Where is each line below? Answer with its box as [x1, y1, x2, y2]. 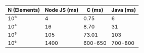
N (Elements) [8, 7, 40, 13]
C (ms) [86, 7, 104, 13]
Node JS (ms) [44, 7, 79, 13]
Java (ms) [111, 7, 136, 13]
